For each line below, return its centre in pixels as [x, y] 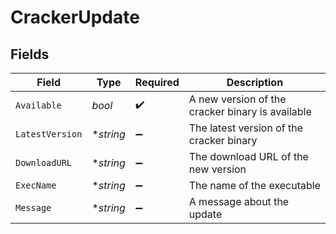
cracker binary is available [250, 111]
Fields [30, 54]
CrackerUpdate [75, 17]
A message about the [239, 201]
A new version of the [237, 99]
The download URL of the [248, 156]
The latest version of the [245, 128]
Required [157, 82]
